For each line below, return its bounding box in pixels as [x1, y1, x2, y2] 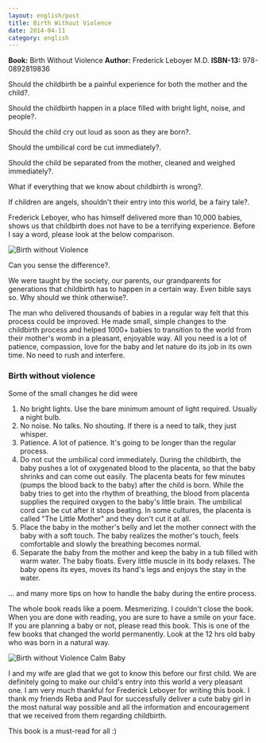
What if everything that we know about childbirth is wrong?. [8, 182, 204, 192]
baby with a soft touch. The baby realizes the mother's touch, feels [19, 531, 240, 540]
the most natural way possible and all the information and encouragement [8, 702, 250, 712]
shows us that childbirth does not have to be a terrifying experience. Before [8, 221, 256, 231]
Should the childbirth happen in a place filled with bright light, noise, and [8, 103, 245, 113]
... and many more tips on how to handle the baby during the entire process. [8, 588, 256, 597]
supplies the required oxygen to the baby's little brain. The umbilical [19, 496, 242, 506]
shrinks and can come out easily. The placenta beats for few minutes [19, 471, 246, 481]
